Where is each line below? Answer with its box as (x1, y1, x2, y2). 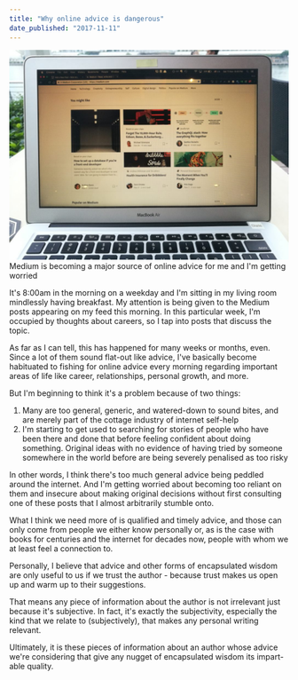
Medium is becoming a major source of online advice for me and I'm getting (9, 260, 286, 271)
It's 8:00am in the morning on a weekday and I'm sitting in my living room (9, 287, 278, 297)
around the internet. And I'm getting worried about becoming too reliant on (9, 478, 282, 489)
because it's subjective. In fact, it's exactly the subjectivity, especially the (9, 605, 278, 616)
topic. (9, 325, 30, 336)
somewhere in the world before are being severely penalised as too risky (21, 452, 288, 463)
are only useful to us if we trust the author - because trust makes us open (9, 569, 278, 581)
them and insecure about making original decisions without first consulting (9, 488, 282, 499)
